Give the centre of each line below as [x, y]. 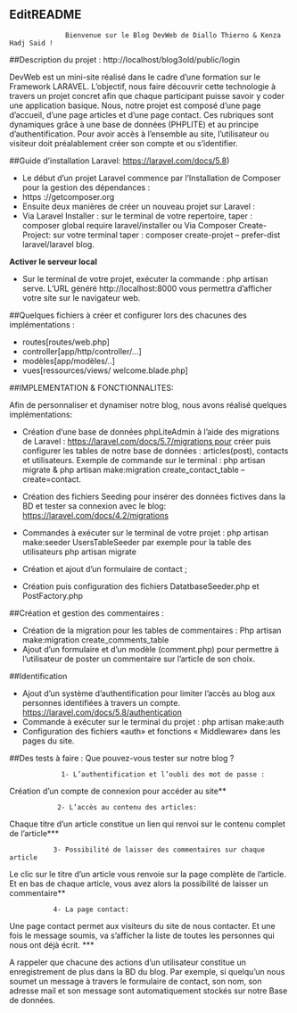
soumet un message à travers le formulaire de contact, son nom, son [136, 981]
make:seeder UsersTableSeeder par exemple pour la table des [136, 542]
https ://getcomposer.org [68, 196]
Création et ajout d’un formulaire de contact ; [104, 569]
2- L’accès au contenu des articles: [127, 807]
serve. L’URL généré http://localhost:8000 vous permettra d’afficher [147, 288]
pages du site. [48, 741]
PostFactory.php [52, 595]
